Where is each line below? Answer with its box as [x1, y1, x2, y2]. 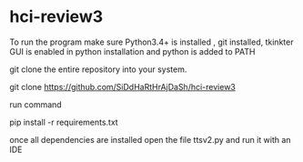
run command [9, 98, 62, 110]
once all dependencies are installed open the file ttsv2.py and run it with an [9, 134, 291, 145]
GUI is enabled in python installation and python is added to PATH [9, 46, 256, 56]
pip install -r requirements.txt [9, 116, 118, 127]
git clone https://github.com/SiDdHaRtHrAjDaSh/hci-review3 [9, 81, 237, 92]
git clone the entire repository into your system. [9, 64, 187, 75]
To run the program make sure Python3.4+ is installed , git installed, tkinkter [9, 36, 294, 47]
